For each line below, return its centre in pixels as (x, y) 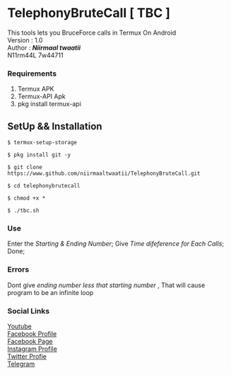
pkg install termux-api (49, 104)
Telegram (21, 364)
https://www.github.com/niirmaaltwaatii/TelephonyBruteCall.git (104, 174)
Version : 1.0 (25, 40)
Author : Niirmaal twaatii (44, 47)
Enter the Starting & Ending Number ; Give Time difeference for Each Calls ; (116, 244)
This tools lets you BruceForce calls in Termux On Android (92, 33)
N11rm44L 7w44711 (35, 55)
